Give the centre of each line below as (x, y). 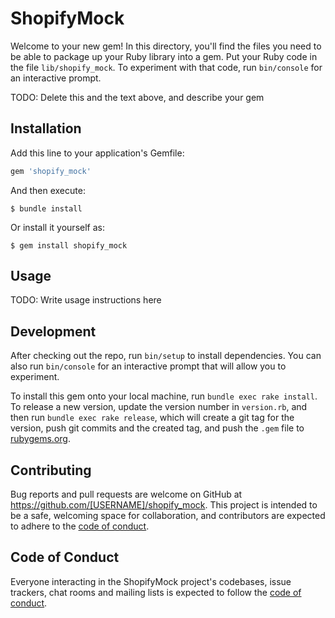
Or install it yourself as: (57, 227)
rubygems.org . (40, 439)
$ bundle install (46, 208)
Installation (46, 128)
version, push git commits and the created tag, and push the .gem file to (157, 428)
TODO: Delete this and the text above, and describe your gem (137, 97)
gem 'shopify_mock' (51, 171)
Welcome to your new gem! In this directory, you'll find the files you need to (166, 46)
